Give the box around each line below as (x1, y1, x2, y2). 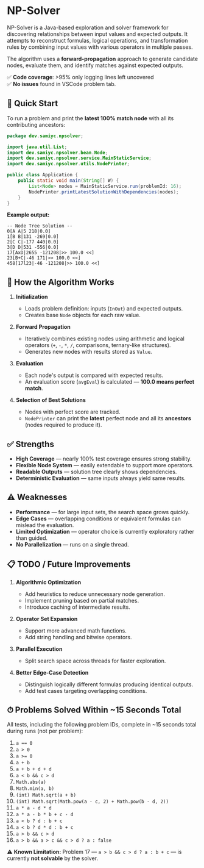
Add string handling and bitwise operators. (24, 633, 132, 640)
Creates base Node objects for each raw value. (24, 312, 141, 319)
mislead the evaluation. (15, 521, 74, 528)
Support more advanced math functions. (24, 626, 127, 634)
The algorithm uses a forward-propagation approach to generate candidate (7, 55, 199, 62)
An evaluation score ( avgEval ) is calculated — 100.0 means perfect (24, 378, 194, 386)
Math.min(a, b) (15, 786, 55, 792)
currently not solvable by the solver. (7, 855, 98, 862)
